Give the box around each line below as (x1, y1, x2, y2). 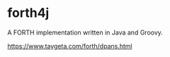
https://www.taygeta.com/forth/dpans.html (7, 42, 132, 50)
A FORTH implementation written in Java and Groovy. (7, 28, 163, 37)
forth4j (7, 5, 50, 21)
